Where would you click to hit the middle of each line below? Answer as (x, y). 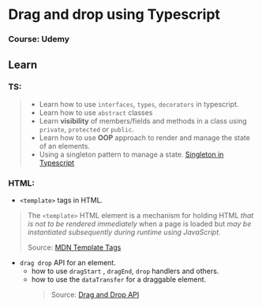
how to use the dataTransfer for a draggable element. (119, 279)
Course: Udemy (39, 39)
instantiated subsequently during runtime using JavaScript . (124, 232)
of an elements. (65, 146)
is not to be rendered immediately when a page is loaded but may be (139, 224)
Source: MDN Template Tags (74, 248)
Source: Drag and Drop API (95, 295)
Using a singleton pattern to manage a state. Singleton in (131, 154)
